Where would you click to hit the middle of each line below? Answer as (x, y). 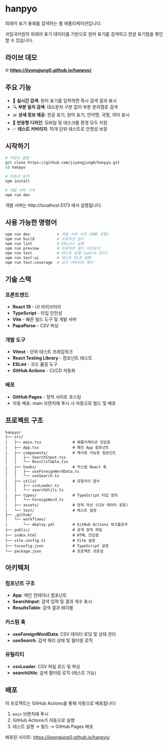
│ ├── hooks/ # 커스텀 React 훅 (56, 467)
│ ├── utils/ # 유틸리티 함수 (53, 481)
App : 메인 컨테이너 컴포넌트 (40, 595)
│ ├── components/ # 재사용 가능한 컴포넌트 (61, 453)
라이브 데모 (21, 58)
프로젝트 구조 (24, 421)
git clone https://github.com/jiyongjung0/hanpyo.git (63, 163)
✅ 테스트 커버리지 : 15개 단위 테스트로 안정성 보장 (60, 129)
